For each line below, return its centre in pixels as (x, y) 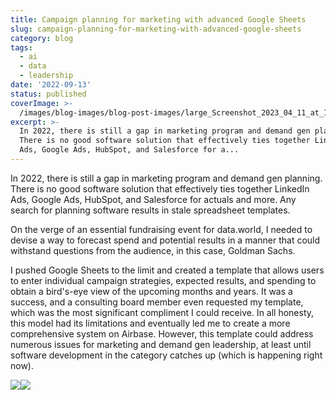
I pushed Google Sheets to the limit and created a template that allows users (167, 270)
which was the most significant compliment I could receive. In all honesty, (162, 312)
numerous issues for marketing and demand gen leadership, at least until (161, 344)
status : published (48, 94)
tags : (21, 47)
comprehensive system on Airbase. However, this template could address (162, 333)
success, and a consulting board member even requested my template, (157, 302)
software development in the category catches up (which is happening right (166, 355)
